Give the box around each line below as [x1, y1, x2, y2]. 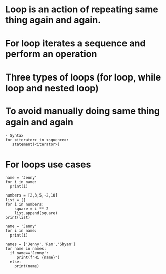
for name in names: [5, 246, 47, 251]
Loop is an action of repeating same [5, 4, 158, 15]
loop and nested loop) [5, 82, 99, 94]
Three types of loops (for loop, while [5, 71, 161, 83]
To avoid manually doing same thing [5, 105, 160, 117]
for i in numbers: [5, 202, 44, 207]
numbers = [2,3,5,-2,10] [5, 193, 58, 198]
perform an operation [5, 48, 97, 60]
